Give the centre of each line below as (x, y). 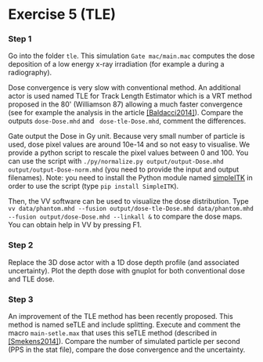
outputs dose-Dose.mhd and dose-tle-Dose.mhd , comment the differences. (127, 121)
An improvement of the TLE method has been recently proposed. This (121, 317)
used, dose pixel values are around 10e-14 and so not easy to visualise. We (129, 145)
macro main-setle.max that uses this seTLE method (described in (113, 333)
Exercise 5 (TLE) (62, 14)
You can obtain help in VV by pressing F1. (75, 225)
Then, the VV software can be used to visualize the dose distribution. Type (128, 201)
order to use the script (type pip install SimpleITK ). (94, 186)
